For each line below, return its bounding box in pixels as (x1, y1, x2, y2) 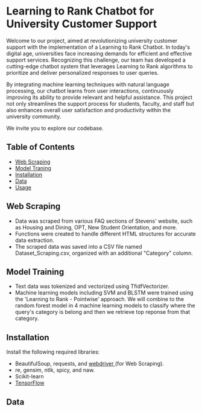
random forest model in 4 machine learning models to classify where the (14, 302, 195, 309)
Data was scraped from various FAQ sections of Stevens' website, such (14, 217, 193, 225)
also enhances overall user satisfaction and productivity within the (6, 106, 171, 113)
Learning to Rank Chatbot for (6, 4, 154, 18)
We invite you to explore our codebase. (6, 124, 104, 132)
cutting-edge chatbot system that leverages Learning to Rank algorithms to (6, 62, 193, 70)
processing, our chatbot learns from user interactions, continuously (6, 87, 174, 94)
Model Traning (14, 164, 51, 171)
